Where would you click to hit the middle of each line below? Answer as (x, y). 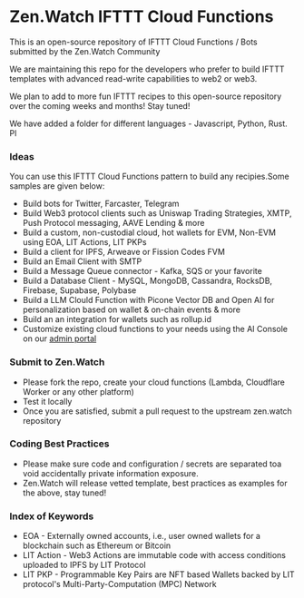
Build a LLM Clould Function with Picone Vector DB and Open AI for (148, 300)
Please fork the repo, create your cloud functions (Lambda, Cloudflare (154, 382)
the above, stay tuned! (64, 493)
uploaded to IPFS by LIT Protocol (84, 565)
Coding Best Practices (59, 444)
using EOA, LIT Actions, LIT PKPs (84, 242)
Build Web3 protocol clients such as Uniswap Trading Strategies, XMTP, (157, 213)
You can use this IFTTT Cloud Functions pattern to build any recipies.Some (149, 176)
